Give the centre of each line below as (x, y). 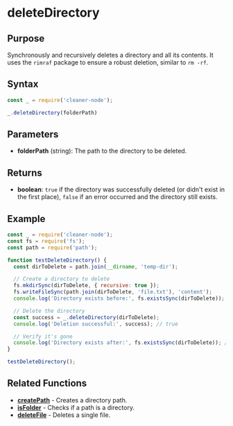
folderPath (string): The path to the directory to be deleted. (102, 151)
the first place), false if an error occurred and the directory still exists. (118, 197)
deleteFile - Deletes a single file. (64, 415)
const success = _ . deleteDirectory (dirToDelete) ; (86, 317)
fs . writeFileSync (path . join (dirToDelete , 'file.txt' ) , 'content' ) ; (113, 292)
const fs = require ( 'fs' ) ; (46, 241)
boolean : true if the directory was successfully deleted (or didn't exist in (121, 189)
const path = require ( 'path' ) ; (52, 248)
